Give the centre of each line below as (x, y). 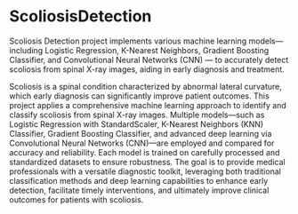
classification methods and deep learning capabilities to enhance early (139, 180)
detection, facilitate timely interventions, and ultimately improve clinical (139, 190)
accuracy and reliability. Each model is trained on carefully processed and (145, 152)
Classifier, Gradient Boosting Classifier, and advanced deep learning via (141, 133)
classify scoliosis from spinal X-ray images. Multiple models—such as (137, 115)
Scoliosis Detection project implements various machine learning (128, 41)
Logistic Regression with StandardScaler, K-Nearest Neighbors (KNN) (137, 124)
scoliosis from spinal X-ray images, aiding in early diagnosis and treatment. (147, 69)
